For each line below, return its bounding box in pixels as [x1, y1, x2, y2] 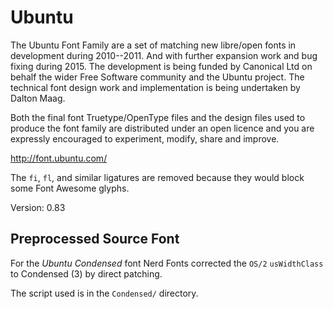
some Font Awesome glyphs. [10, 182, 130, 194]
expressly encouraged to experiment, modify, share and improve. [10, 132, 280, 145]
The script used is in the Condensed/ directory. [10, 287, 199, 299]
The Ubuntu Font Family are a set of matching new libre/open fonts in [10, 39, 297, 51]
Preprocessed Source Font [10, 231, 180, 248]
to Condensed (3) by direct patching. [10, 267, 163, 280]
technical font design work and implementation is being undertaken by [10, 81, 301, 93]
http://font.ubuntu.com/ [10, 152, 108, 164]
